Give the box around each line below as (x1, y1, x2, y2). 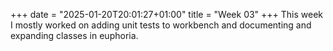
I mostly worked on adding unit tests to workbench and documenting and (10, 19, 312, 31)
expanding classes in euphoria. (10, 30, 139, 41)
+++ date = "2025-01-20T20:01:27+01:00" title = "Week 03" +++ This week (10, 9, 324, 20)
